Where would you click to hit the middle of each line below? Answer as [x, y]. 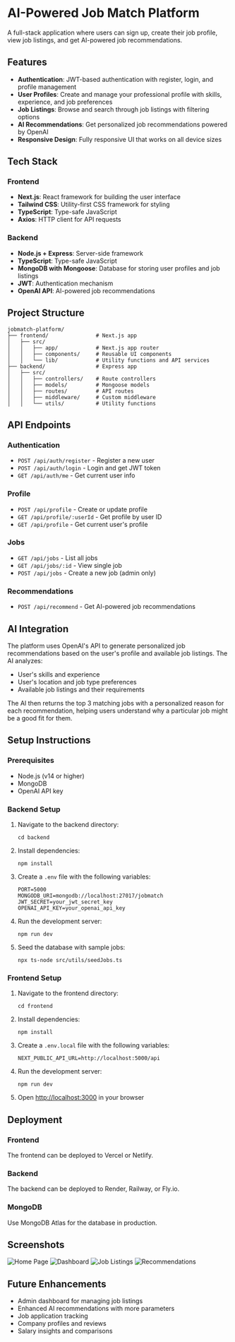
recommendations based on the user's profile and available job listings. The [117, 653]
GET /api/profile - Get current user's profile [83, 524]
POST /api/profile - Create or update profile [83, 509]
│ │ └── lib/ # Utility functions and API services [109, 360]
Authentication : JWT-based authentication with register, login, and [115, 79]
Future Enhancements [57, 1284]
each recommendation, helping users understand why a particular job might [117, 711]
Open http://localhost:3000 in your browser [81, 1098]
